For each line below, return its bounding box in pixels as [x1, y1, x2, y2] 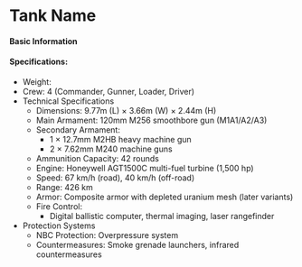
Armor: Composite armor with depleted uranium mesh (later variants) [35, 191, 294, 202]
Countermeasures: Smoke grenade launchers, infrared [35, 239, 240, 250]
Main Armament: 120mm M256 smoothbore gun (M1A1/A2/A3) [35, 115, 268, 125]
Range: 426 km [35, 181, 93, 192]
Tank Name [9, 5, 97, 26]
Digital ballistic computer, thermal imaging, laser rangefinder [49, 210, 275, 221]
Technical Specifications [22, 96, 115, 106]
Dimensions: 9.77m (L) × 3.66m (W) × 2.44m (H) [35, 105, 217, 115]
